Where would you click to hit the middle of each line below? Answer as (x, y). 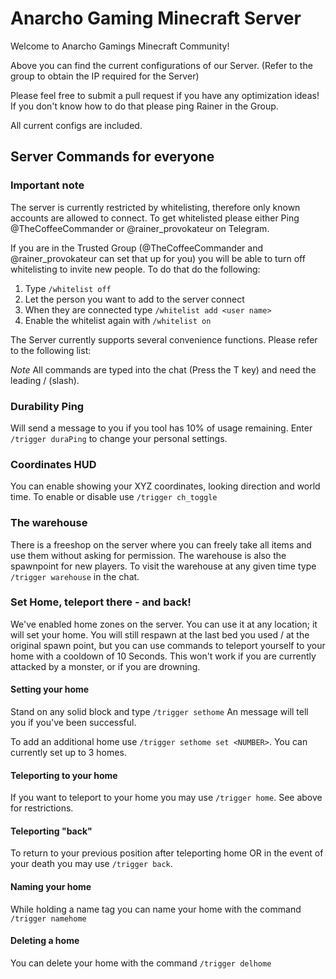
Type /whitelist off (68, 288)
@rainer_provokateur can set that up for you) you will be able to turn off (158, 258)
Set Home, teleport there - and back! (101, 602)
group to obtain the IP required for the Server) (105, 76)
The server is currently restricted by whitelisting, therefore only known (155, 207)
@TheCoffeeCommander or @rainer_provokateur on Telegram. (140, 228)
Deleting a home (45, 941)
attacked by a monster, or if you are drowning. (105, 666)
